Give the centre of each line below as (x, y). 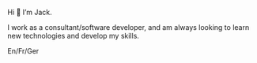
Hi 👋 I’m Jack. (30, 12)
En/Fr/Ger (23, 51)
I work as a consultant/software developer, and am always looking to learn (128, 27)
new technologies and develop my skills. (74, 36)
